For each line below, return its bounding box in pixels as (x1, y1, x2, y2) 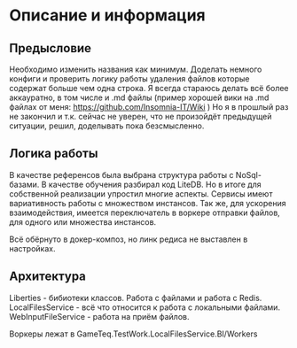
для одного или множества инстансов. (9, 216, 157, 227)
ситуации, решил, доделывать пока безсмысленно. (9, 120, 205, 131)
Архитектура (9, 269, 87, 284)
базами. (9, 179, 40, 189)
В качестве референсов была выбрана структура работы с (9, 169, 234, 180)
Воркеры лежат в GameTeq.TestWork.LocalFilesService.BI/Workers (9, 329, 258, 339)
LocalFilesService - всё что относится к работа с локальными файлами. (9, 302, 281, 313)
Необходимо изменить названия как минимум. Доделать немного (9, 64, 262, 74)
